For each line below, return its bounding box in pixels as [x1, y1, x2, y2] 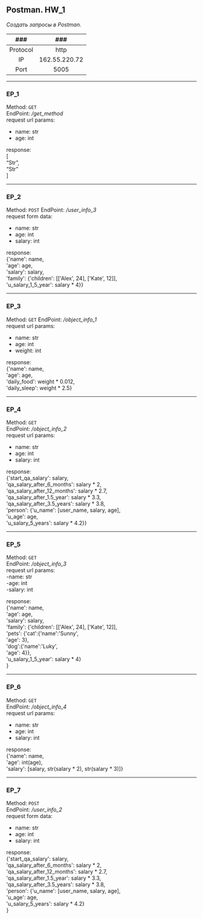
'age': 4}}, [6, 649, 31, 656]
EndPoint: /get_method [6, 110, 63, 117]
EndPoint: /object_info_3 [6, 560, 66, 567]
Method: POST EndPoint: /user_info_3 [6, 206, 97, 214]
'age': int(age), [6, 759, 43, 766]
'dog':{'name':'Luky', [6, 643, 58, 650]
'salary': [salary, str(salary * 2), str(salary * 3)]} [6, 765, 124, 772]
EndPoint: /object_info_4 [6, 703, 67, 710]
